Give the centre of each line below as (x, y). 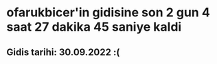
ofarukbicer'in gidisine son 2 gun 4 (108, 13)
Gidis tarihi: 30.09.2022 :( (63, 52)
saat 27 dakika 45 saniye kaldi (94, 27)
